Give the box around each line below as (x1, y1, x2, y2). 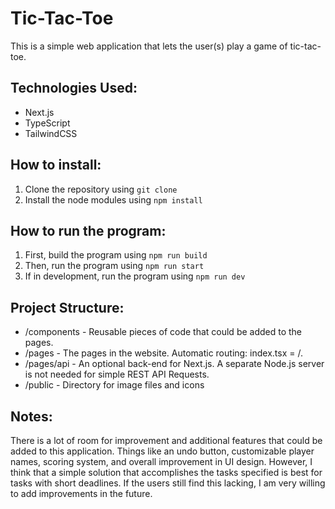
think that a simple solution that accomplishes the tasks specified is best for (10, 467, 323, 478)
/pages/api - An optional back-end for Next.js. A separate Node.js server (24, 358, 325, 370)
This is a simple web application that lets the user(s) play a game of (10, 40, 288, 52)
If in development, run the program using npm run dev (24, 270, 246, 282)
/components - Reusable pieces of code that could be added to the (24, 326, 303, 338)
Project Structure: (10, 299, 125, 316)
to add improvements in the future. (10, 488, 153, 499)
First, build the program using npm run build (24, 249, 208, 261)
